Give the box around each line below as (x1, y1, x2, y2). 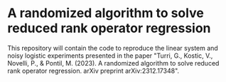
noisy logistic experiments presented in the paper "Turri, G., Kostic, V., (7, 51, 213, 60)
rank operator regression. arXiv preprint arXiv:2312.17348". (7, 66, 180, 75)
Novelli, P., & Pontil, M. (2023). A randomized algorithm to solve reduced (7, 58, 220, 67)
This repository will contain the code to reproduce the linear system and (7, 43, 218, 52)
